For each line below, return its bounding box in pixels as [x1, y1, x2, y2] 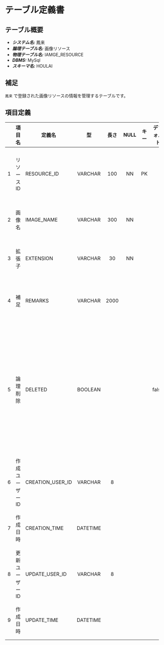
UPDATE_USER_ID [25, 570, 67, 577]
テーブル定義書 [5, 4, 65, 16]
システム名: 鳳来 [12, 40, 45, 45]
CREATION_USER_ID [25, 479, 72, 486]
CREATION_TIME [25, 524, 64, 531]
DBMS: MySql [12, 57, 41, 63]
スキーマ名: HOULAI [12, 63, 53, 69]
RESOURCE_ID [25, 170, 59, 177]
